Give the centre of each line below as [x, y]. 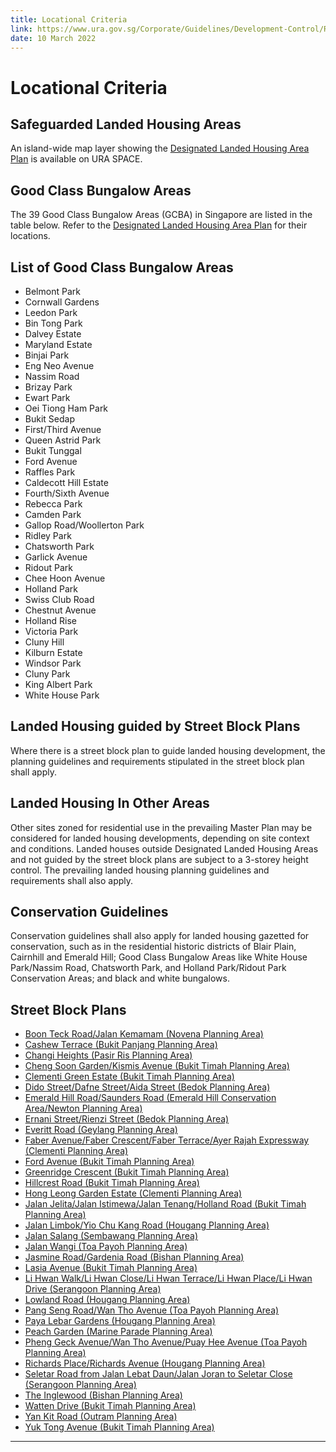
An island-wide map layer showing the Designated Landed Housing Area [160, 148]
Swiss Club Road [59, 599]
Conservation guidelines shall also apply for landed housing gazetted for [160, 936]
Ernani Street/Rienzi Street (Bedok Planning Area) [127, 1119]
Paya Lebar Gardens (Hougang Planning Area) [120, 1321]
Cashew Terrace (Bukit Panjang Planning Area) [121, 1045]
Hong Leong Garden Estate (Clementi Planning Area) [133, 1193]
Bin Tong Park [53, 323]
